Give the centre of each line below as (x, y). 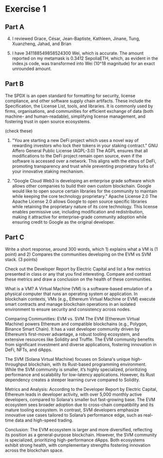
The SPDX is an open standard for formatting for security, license (70, 95)
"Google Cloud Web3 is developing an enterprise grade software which (83, 180)
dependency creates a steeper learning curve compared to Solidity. (73, 380)
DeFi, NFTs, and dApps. (29, 350)
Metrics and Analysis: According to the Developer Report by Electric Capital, (81, 389)
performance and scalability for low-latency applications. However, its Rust (80, 374)
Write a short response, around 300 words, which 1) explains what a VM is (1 (81, 249)
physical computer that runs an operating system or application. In (71, 294)
